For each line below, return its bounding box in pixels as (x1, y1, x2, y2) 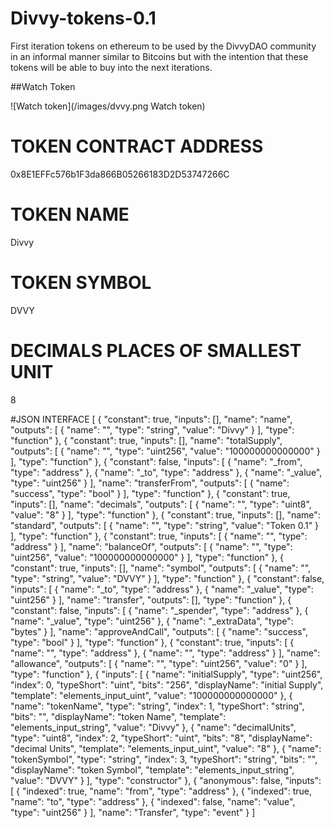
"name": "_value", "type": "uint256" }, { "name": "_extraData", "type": (10, 615, 294, 627)
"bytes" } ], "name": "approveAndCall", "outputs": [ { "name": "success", (10, 625, 308, 637)
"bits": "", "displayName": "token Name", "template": (10, 710, 227, 722)
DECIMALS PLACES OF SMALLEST (10, 339, 302, 362)
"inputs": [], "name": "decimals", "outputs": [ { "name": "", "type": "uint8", (10, 498, 312, 510)
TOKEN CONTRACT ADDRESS (10, 135, 264, 158)
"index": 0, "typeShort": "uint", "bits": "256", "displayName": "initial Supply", (10, 678, 324, 691)
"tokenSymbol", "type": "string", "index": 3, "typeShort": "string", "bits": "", (10, 753, 318, 765)
